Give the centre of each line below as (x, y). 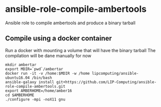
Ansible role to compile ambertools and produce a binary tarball (70, 23)
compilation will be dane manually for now (48, 55)
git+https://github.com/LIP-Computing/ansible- (106, 82)
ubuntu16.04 (17, 78)
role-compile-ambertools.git (35, 86)
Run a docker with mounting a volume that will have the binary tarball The (80, 50)
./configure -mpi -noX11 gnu (35, 99)
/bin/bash (42, 78)
